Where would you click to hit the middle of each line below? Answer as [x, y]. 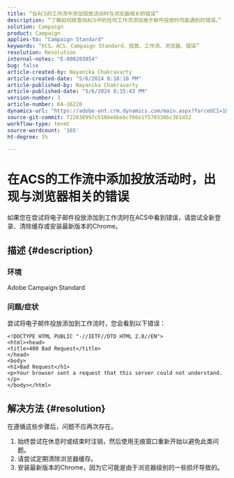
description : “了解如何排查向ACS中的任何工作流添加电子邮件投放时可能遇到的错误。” [114, 20]
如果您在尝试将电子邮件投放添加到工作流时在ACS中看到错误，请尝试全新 [111, 217]
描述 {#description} [50, 250]
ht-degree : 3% [28, 137]
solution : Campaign [36, 26]
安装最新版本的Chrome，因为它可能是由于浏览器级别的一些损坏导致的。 [120, 467]
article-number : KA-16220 [45, 105]
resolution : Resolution [42, 53]
